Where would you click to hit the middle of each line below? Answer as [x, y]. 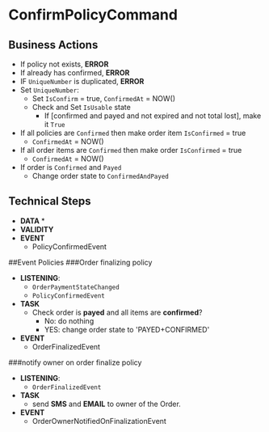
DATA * [33, 221]
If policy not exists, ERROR [64, 64]
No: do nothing [69, 320]
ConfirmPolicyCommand [93, 15]
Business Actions [53, 45]
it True [55, 124]
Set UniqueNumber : [49, 90]
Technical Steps [50, 201]
